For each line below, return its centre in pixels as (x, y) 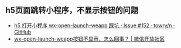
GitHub (23, 32)
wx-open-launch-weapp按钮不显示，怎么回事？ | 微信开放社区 (89, 39)
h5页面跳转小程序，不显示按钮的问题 (72, 10)
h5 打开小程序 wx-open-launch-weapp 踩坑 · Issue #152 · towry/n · (94, 25)
